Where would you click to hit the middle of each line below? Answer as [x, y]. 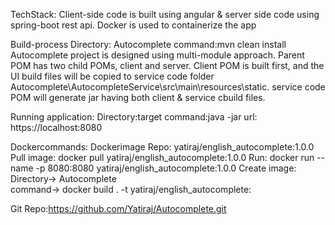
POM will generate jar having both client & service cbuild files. [138, 97]
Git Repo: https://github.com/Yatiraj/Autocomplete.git [118, 208]
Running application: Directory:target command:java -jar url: [134, 117]
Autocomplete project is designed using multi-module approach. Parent [157, 55]
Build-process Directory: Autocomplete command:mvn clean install [148, 44]
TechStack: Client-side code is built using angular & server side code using [165, 14]
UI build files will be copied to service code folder [112, 76]
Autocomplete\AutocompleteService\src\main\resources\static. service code [168, 87]
